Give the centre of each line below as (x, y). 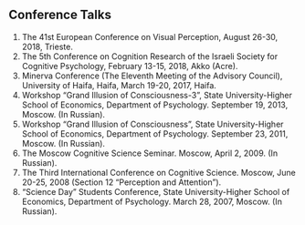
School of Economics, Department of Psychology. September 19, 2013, (155, 105)
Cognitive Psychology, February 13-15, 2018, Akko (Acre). (130, 66)
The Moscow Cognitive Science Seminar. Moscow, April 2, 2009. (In (150, 153)
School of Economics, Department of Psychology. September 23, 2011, (155, 133)
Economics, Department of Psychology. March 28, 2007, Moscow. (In (152, 201)
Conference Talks (60, 15)
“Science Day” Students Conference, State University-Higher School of (156, 191)
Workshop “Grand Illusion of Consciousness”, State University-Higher (152, 124)
